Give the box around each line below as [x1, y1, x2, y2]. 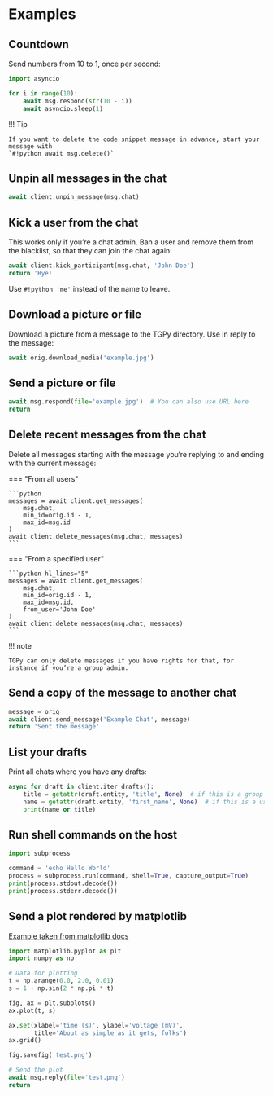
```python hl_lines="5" [8, 570, 89, 578]
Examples [8, 5, 76, 24]
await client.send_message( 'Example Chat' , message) [8, 715, 191, 724]
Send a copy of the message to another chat [8, 686, 237, 700]
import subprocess [8, 849, 71, 858]
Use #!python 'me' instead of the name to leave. [8, 284, 171, 293]
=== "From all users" [8, 473, 79, 483]
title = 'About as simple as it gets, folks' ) [33, 1028, 187, 1037]
